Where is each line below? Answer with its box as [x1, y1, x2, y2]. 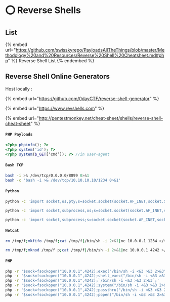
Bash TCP [5, 163, 24, 168]
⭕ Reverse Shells [5, 5, 81, 16]
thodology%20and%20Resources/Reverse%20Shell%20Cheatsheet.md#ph [5, 52, 164, 58]
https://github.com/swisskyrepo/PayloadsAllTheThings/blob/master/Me [15, 47, 165, 53]
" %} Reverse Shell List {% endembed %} [8, 58, 95, 64]
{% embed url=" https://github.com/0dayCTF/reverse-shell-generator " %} [5, 95, 159, 102]
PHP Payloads [5, 132, 33, 137]
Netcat [5, 228, 19, 233]
